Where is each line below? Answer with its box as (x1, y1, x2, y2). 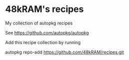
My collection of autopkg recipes (5, 20, 73, 26)
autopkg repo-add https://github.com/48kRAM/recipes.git (5, 49, 124, 55)
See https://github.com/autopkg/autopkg (5, 29, 89, 35)
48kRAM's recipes (5, 3, 84, 15)
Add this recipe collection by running (5, 39, 81, 45)
